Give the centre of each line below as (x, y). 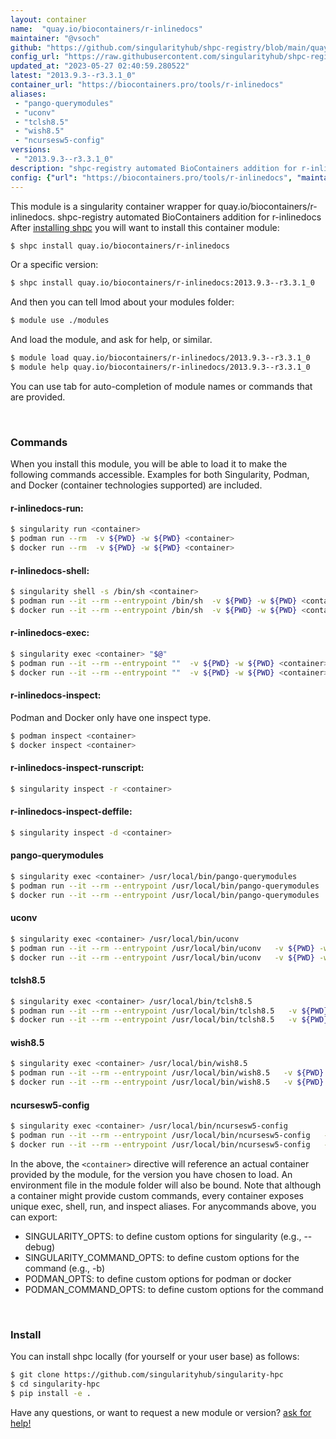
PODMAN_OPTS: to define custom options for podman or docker (158, 1278)
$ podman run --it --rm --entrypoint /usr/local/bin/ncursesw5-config (160, 1136)
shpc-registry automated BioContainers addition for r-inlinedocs (189, 217)
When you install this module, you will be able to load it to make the (149, 464)
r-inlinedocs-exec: (50, 633)
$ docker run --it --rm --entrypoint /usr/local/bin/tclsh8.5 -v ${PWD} (169, 1020)
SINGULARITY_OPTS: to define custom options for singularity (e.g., (163, 1236)
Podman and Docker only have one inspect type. (111, 717)
